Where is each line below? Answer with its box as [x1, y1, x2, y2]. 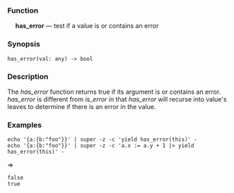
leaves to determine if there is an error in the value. [7, 102, 156, 111]
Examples [7, 120, 42, 130]
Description [7, 71, 49, 81]
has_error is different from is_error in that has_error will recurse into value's [7, 94, 228, 104]
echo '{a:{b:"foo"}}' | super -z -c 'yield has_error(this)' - [7, 136, 198, 143]
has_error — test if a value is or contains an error [15, 22, 159, 30]
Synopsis [7, 39, 40, 49]
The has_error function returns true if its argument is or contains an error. [7, 87, 221, 96]
